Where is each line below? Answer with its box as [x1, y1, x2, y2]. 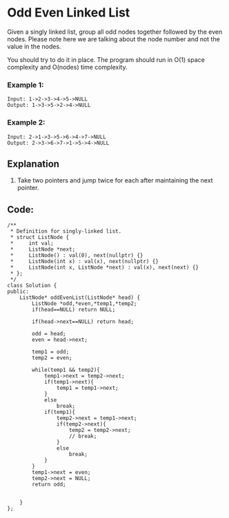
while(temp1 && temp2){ [32, 366, 100, 373]
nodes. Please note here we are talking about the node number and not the [7, 34, 221, 43]
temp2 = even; [32, 355, 72, 362]
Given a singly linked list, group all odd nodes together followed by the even [7, 28, 223, 36]
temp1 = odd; [32, 349, 70, 355]
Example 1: [7, 80, 44, 90]
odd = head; [32, 331, 67, 338]
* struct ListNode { [10, 234, 70, 241]
